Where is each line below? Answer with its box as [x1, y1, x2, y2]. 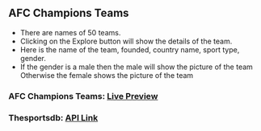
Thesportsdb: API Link [8, 112, 99, 123]
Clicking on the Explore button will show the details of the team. [19, 36, 233, 46]
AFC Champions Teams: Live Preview [8, 90, 158, 101]
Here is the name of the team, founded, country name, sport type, [19, 44, 240, 55]
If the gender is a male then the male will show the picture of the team [19, 62, 253, 72]
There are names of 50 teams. [19, 27, 121, 37]
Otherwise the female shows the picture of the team [19, 70, 194, 80]
